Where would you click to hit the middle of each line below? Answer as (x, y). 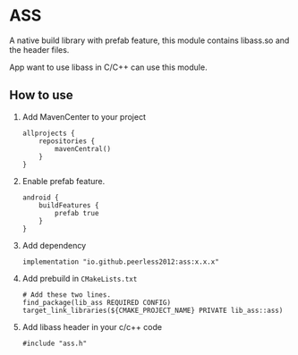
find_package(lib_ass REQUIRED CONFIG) (97, 302)
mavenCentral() (83, 148)
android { (41, 198)
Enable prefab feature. (64, 181)
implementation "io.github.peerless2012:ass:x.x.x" (120, 262)
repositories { (67, 141)
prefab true (77, 213)
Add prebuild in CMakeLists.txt (80, 278)
